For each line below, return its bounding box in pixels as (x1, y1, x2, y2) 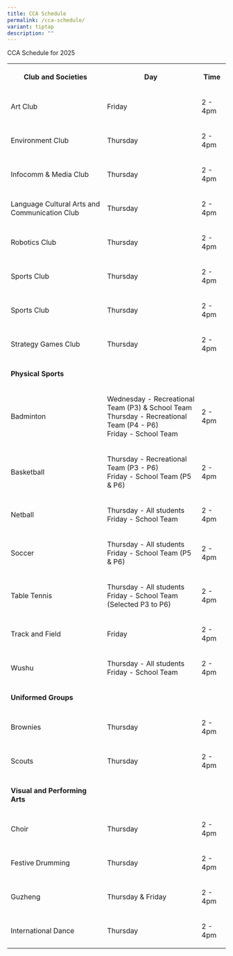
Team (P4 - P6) (107, 421, 159, 430)
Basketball (10, 467, 45, 477)
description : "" (7, 29, 54, 37)
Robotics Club (10, 237, 57, 247)
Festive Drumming (10, 858, 71, 868)
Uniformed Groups (10, 693, 74, 703)
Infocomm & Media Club (10, 170, 89, 180)
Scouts (10, 756, 33, 766)
